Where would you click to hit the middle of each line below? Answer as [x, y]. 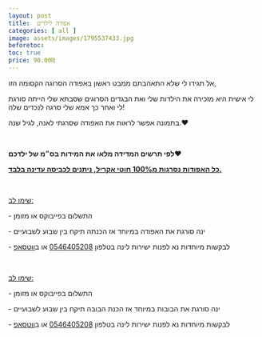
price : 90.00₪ [32, 61]
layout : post [30, 16]
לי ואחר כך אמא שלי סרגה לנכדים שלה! [67, 107]
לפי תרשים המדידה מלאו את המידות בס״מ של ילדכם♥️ [95, 154]
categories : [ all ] [43, 30]
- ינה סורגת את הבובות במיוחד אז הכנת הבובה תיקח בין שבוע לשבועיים [114, 308]
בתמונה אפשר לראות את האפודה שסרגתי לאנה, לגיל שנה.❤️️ [99, 122]
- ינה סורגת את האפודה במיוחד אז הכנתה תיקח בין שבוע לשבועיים [107, 231]
